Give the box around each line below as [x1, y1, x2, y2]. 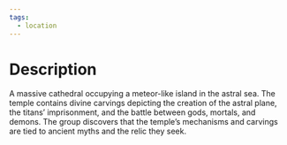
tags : [9, 12, 29, 22]
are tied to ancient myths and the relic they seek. [9, 126, 187, 137]
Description [9, 59, 97, 80]
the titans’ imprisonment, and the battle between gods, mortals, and [9, 107, 256, 118]
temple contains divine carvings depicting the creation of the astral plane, [9, 98, 277, 109]
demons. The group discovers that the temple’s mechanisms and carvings [9, 117, 278, 127]
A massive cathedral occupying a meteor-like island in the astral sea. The [9, 88, 276, 99]
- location [17, 21, 57, 30]
